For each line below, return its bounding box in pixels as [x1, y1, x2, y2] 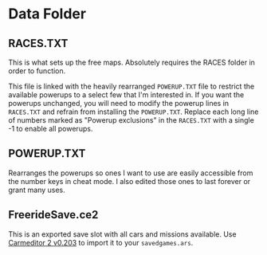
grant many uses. [8, 185, 65, 194]
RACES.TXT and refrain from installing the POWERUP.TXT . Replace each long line [8, 107, 259, 116]
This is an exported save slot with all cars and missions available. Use [8, 229, 237, 239]
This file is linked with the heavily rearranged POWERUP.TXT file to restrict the [8, 81, 255, 91]
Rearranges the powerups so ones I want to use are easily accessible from [8, 168, 253, 178]
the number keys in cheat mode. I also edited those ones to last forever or [8, 176, 251, 186]
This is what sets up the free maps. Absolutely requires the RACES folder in [8, 57, 255, 67]
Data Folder [8, 5, 86, 23]
